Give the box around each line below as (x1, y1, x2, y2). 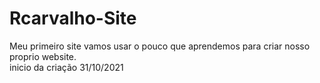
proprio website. (9, 50, 77, 62)
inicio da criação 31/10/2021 (9, 61, 124, 73)
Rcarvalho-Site (9, 7, 137, 30)
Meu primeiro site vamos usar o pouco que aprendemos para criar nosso (9, 40, 311, 52)
